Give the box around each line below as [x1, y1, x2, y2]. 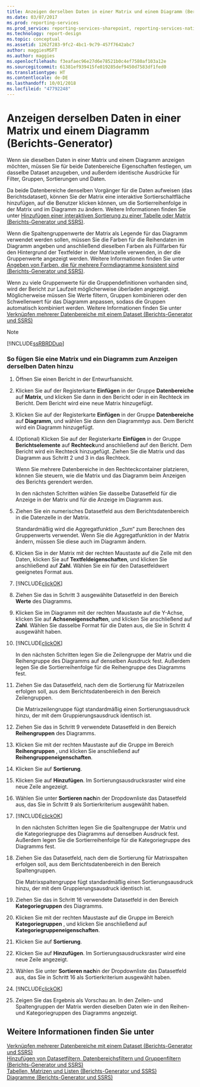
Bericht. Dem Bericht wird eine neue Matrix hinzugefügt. [15, 400, 154, 407]
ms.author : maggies [7, 53, 55, 59]
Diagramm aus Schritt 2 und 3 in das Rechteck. [15, 454, 131, 462]
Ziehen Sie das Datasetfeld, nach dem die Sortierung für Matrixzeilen [15, 682, 185, 689]
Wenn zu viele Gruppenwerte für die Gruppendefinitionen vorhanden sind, [7, 279, 189, 286]
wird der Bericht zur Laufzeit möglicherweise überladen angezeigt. [7, 285, 170, 293]
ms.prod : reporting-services [7, 20, 79, 26]
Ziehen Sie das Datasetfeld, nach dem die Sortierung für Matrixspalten [15, 854, 188, 862]
